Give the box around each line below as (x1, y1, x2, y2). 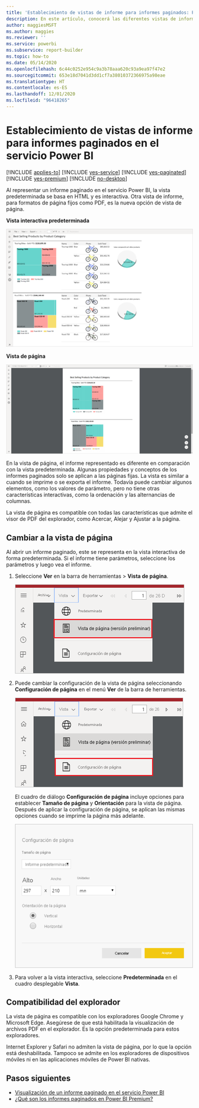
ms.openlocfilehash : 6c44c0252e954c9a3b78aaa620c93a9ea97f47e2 (6, 66, 166, 72)
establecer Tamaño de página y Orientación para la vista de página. (14, 799, 182, 807)
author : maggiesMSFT (6, 22, 57, 28)
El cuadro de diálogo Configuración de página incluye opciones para (14, 794, 185, 801)
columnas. (6, 498, 31, 505)
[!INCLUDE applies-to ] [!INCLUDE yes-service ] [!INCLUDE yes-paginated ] (6, 168, 187, 175)
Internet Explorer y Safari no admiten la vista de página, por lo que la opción (6, 1043, 192, 1050)
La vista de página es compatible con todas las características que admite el (6, 509, 192, 517)
